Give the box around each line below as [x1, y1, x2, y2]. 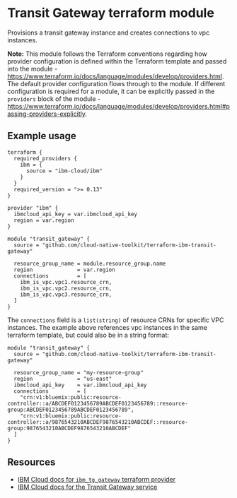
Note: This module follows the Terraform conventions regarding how [7, 49, 207, 58]
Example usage [7, 130, 76, 142]
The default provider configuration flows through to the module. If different [7, 79, 226, 88]
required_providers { [13, 155, 78, 162]
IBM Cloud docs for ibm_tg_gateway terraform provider [17, 475, 176, 483]
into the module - [7, 64, 58, 73]
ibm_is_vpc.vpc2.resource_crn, [20, 285, 112, 292]
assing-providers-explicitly [7, 109, 86, 118]
